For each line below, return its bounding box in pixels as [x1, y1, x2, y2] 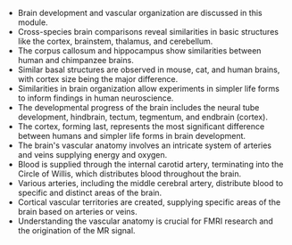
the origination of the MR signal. [17, 225, 136, 235]
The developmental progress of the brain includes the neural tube [17, 102, 260, 112]
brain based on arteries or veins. [17, 207, 138, 216]
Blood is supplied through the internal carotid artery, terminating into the [17, 159, 284, 169]
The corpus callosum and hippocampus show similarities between [17, 45, 262, 56]
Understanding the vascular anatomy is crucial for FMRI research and [17, 216, 274, 226]
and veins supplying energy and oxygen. [17, 150, 168, 159]
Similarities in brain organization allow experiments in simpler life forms [17, 84, 279, 94]
